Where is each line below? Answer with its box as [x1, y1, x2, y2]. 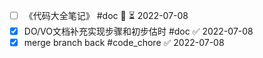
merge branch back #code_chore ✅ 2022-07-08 [23, 37, 225, 49]
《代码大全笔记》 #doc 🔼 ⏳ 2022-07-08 [23, 10, 189, 21]
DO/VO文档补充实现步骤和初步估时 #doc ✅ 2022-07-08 [23, 25, 254, 37]
